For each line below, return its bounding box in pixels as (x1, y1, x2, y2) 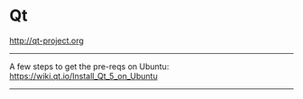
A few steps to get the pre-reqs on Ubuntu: (9, 60, 170, 72)
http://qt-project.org (9, 35, 84, 46)
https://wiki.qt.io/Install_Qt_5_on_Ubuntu (9, 70, 158, 81)
